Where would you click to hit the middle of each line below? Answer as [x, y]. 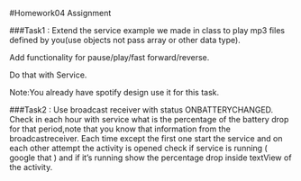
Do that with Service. [48, 75]
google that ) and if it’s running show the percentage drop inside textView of [150, 158]
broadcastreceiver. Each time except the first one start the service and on [146, 138]
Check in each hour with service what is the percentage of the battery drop [149, 119]
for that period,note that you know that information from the [120, 129]
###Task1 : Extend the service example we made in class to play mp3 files [147, 30]
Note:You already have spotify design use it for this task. [114, 92]
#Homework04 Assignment [60, 13]
